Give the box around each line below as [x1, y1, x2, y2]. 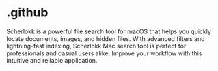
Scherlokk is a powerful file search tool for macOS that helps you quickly [6, 27, 211, 35]
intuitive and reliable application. [6, 56, 98, 64]
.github [6, 5, 49, 20]
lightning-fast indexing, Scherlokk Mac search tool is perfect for [6, 42, 187, 50]
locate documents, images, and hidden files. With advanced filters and [6, 34, 206, 42]
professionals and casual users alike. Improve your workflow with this [6, 49, 202, 57]
